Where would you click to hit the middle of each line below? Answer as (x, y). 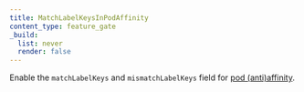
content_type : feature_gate (63, 26)
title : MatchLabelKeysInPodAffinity (79, 18)
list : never (41, 43)
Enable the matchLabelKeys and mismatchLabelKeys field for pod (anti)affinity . (152, 77)
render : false (44, 52)
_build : (24, 35)
